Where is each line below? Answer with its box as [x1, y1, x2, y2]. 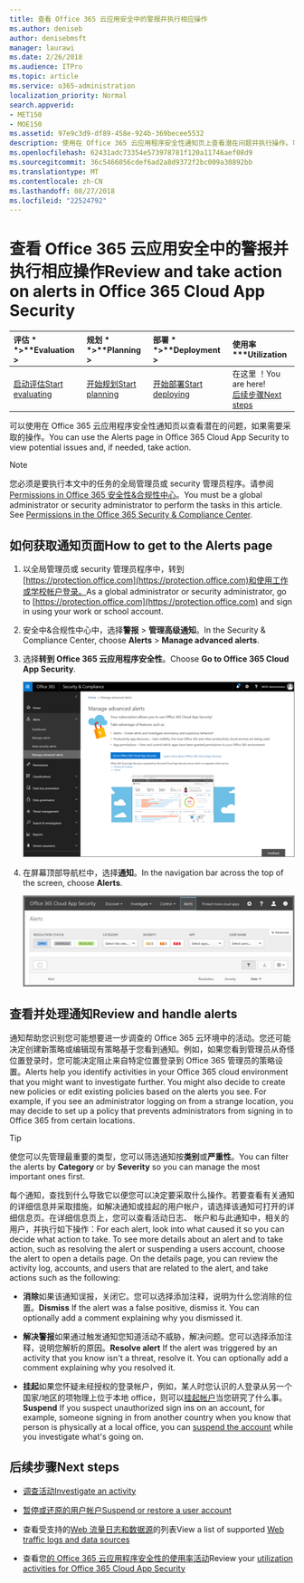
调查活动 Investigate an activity [22, 1485, 137, 1496]
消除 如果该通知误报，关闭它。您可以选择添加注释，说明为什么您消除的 [22, 1291, 285, 1302]
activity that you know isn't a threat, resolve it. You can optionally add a [22, 1352, 289, 1363]
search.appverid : [9, 100, 75, 110]
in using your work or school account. [22, 606, 165, 617]
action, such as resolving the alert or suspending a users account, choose [9, 1243, 286, 1254]
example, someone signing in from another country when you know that [22, 1412, 291, 1423]
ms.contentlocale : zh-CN [9, 176, 103, 186]
